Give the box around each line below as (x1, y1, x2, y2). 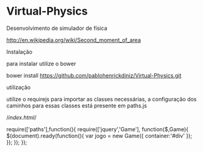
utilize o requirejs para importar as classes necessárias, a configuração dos (6, 95, 197, 103)
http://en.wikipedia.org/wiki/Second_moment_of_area (6, 36, 141, 43)
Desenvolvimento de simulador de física (6, 24, 108, 32)
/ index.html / (6, 114, 37, 121)
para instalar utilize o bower (6, 60, 76, 67)
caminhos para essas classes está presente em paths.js (6, 102, 147, 109)
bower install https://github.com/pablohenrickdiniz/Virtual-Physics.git (6, 71, 182, 79)
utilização (6, 84, 31, 91)
